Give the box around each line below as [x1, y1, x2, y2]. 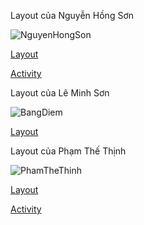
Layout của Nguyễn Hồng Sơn [10, 10, 135, 21]
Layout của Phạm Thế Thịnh [10, 145, 127, 157]
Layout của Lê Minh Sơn [10, 87, 110, 99]
